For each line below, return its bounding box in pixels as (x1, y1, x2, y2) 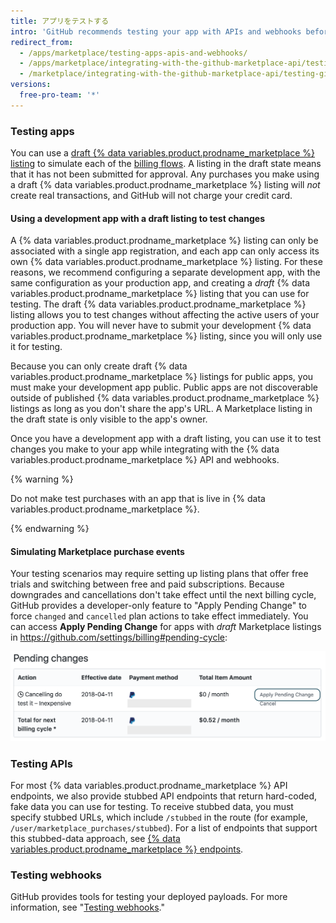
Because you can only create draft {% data (10, 360, 188, 372)
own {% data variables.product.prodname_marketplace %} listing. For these (10, 256, 323, 268)
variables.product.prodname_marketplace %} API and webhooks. (10, 454, 280, 466)
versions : (10, 80, 52, 90)
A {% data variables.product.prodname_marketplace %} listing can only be (10, 235, 319, 247)
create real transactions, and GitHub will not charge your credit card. (10, 190, 293, 202)
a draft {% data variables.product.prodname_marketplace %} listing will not (10, 179, 321, 191)
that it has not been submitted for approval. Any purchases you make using (10, 168, 320, 180)
